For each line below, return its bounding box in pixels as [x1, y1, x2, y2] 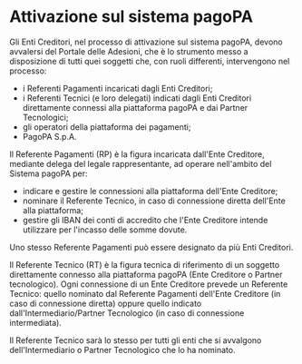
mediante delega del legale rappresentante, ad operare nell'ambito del [9, 158, 272, 169]
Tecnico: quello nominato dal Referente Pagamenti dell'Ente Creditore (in [9, 288, 281, 299]
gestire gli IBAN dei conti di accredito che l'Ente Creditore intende [22, 214, 268, 225]
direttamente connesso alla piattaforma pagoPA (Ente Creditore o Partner [9, 269, 283, 280]
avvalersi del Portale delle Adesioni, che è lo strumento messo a [9, 45, 248, 56]
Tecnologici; [22, 112, 69, 123]
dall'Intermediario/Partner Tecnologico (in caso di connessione [9, 307, 245, 319]
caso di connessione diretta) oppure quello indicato [9, 298, 202, 309]
